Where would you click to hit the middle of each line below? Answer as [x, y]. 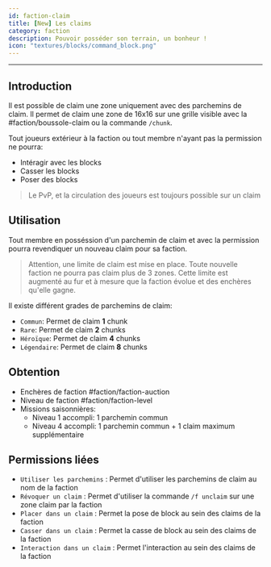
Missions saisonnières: [58, 409]
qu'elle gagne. [52, 290]
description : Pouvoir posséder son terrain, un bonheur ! [108, 38]
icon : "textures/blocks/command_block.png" [83, 46]
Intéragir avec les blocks [61, 162]
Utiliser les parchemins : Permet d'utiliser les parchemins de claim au [138, 479]
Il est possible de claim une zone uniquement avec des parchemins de [125, 105]
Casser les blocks [50, 171]
